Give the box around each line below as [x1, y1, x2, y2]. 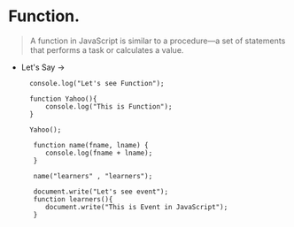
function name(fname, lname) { [33, 140, 149, 149]
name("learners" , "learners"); [33, 171, 153, 180]
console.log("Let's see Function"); [29, 79, 165, 87]
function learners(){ [33, 194, 113, 204]
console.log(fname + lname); [44, 148, 153, 157]
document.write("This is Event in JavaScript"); [44, 202, 228, 211]
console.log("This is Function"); [44, 102, 173, 111]
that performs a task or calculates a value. [29, 44, 184, 55]
